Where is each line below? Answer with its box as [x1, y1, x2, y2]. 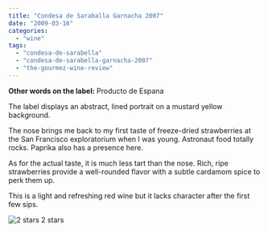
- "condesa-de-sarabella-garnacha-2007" [15, 57, 153, 65]
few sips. [8, 199, 39, 209]
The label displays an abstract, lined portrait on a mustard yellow [8, 101, 223, 111]
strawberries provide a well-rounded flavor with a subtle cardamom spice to [8, 166, 261, 177]
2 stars [40, 214, 64, 225]
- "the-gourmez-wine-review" [15, 64, 113, 72]
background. [8, 110, 51, 120]
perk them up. [8, 175, 55, 185]
